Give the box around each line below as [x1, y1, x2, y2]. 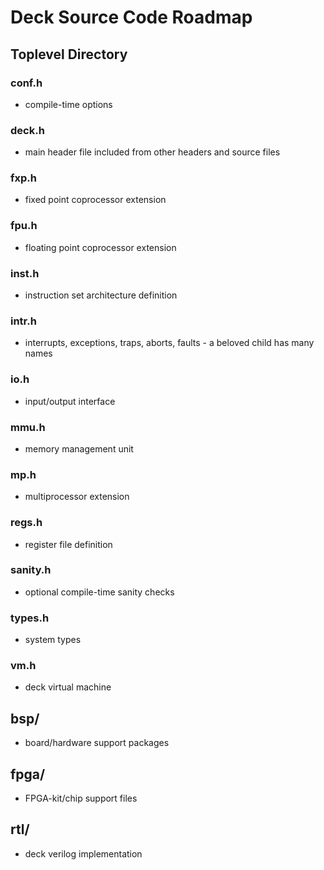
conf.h [10, 76, 43, 90]
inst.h [10, 266, 40, 280]
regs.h [10, 516, 43, 530]
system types [24, 634, 82, 646]
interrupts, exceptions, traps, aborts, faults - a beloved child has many [24, 337, 315, 349]
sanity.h [10, 563, 52, 577]
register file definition [24, 538, 113, 550]
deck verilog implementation [24, 847, 143, 860]
